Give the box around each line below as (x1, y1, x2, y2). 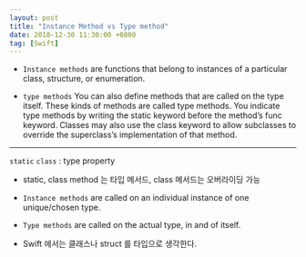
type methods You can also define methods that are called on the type (22, 91, 284, 102)
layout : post (9, 13, 59, 23)
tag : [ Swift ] (9, 38, 59, 48)
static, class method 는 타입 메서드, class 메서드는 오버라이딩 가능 (22, 174, 261, 185)
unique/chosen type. (22, 202, 101, 213)
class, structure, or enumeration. (22, 74, 146, 84)
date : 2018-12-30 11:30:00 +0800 (9, 30, 137, 39)
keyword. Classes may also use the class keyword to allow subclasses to (22, 120, 297, 131)
